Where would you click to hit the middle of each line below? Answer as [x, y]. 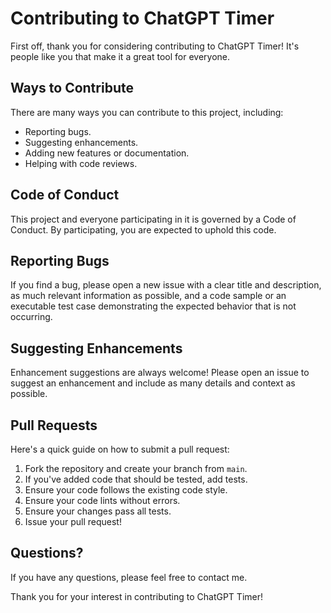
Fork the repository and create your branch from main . [136, 468]
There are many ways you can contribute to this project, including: [147, 112]
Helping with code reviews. [81, 163]
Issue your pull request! [73, 521]
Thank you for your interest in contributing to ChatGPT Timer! [136, 596]
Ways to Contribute [72, 88]
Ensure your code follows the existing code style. [126, 490]
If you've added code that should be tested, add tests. [136, 479]
